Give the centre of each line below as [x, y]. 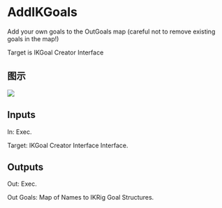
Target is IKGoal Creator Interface [55, 52]
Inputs [22, 115]
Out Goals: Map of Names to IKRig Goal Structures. [81, 198]
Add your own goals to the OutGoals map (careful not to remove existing [111, 31]
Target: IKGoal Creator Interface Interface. [68, 145]
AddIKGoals [43, 12]
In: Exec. [20, 132]
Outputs [25, 167]
